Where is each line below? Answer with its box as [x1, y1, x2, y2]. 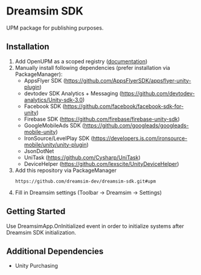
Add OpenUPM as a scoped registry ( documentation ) [14, 57, 148, 65]
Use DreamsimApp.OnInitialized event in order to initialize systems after [6, 222, 184, 230]
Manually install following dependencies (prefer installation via [14, 64, 170, 71]
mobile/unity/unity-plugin [24, 141, 87, 148]
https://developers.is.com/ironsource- [92, 134, 188, 142]
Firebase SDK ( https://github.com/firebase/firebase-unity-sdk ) [24, 115, 180, 122]
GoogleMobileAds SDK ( [24, 122, 85, 129]
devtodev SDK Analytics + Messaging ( [24, 89, 122, 97]
